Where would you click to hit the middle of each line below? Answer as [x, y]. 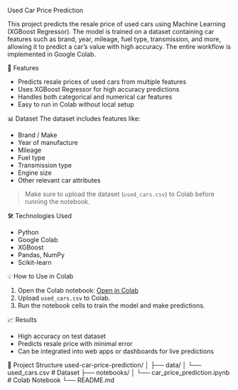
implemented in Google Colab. [52, 54]
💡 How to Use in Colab [40, 276]
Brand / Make [37, 135]
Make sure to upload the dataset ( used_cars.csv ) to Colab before [119, 194]
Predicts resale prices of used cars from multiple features [102, 82]
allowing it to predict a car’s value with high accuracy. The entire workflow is [119, 47]
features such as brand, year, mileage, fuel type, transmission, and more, [114, 39]
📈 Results [22, 320]
